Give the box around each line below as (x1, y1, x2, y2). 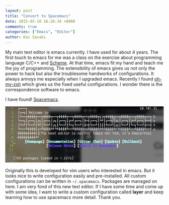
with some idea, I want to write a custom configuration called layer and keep (5, 189, 164, 195)
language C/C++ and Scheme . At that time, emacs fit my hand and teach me (5, 60, 163, 65)
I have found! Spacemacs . (5, 96, 59, 102)
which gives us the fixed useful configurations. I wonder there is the (22, 81, 162, 87)
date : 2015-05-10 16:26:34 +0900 (5, 19, 75, 24)
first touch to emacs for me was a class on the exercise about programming (5, 54, 162, 60)
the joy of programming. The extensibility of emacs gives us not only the (5, 65, 155, 71)
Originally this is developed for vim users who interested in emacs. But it (5, 168, 155, 174)
